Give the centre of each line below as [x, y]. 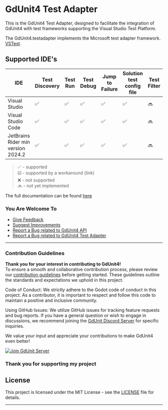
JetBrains [19, 135]
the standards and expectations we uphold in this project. [64, 280]
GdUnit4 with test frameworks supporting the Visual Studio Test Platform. [81, 28]
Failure [109, 89]
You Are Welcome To [31, 209]
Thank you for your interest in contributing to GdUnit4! [63, 264]
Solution [133, 73]
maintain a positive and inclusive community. [51, 300]
